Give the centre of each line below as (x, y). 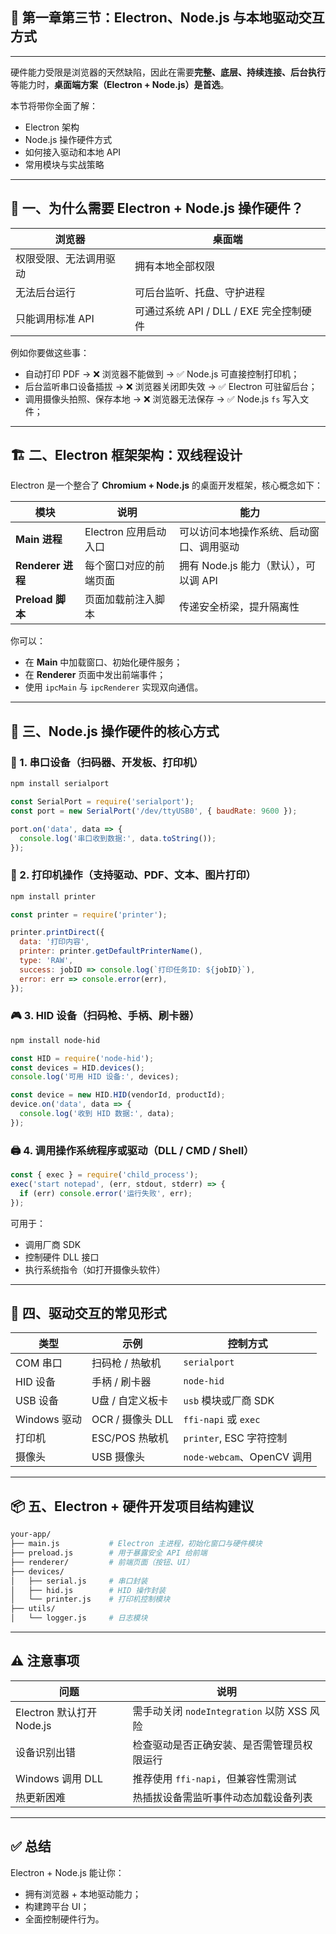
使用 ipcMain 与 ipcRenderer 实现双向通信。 (114, 687)
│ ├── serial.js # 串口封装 (79, 1581)
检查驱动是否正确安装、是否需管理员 (217, 1745)
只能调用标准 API (55, 318)
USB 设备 (37, 1401)
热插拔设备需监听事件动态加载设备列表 (222, 1797)
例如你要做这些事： (50, 352)
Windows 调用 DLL (59, 1778)
